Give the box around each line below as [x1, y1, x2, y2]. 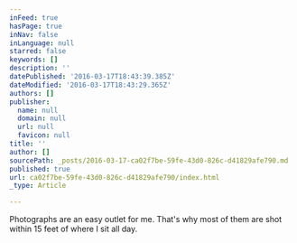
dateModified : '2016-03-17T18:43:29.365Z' [9, 80, 172, 89]
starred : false [9, 47, 67, 56]
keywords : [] [9, 55, 59, 64]
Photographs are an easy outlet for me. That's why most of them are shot [9, 214, 283, 225]
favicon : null [17, 131, 70, 140]
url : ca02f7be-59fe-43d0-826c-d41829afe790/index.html [9, 173, 220, 182]
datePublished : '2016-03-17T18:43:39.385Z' [9, 72, 176, 81]
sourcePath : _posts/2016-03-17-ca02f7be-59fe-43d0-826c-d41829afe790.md [9, 155, 289, 165]
